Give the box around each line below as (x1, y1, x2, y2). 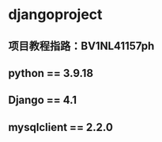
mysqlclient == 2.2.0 (8, 121, 113, 134)
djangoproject (8, 6, 103, 24)
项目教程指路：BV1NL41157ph (8, 39, 155, 52)
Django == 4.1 (8, 94, 77, 107)
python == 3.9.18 (8, 66, 93, 80)
